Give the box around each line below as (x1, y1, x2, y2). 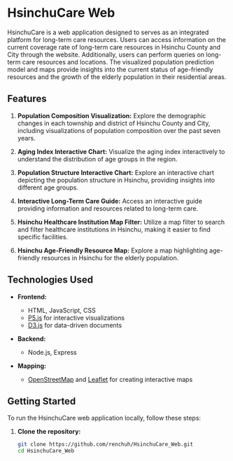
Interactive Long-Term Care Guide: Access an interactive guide (17, 197, 203, 205)
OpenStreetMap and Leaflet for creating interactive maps (27, 375, 193, 383)
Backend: (17, 334, 46, 343)
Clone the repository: (17, 427, 81, 436)
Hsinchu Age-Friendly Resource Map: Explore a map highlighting (17, 246, 208, 255)
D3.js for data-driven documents (27, 320, 122, 329)
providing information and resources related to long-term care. (17, 204, 198, 213)
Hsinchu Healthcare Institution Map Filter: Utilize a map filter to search (17, 218, 225, 226)
